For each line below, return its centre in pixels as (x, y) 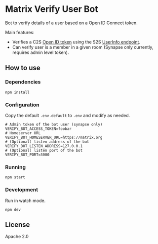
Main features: (20, 32)
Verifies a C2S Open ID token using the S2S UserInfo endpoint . (76, 42)
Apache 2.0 (17, 237)
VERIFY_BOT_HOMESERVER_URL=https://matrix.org (54, 137)
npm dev (13, 209)
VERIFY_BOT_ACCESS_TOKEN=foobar (38, 129)
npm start (15, 177)
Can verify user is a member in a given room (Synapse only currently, (83, 47)
